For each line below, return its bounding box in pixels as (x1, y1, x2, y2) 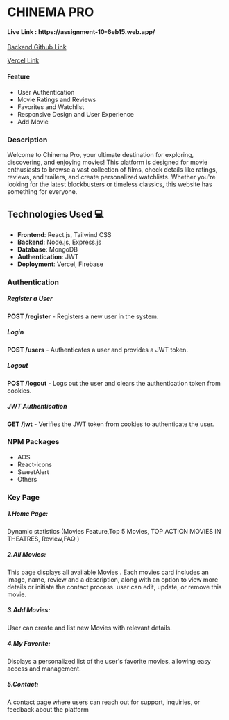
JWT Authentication (7, 402, 67, 411)
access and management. (7, 664, 81, 673)
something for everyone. (7, 187, 78, 195)
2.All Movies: (7, 550, 46, 559)
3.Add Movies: (7, 606, 51, 614)
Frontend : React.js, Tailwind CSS (17, 230, 112, 238)
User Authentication (17, 88, 75, 96)
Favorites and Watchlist (17, 102, 85, 111)
